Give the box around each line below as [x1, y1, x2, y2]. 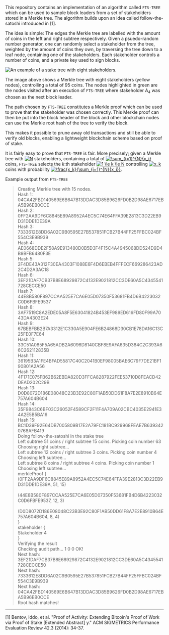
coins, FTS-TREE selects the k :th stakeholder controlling [5, 161, 148, 167]
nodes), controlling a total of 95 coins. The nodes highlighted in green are [5, 82, 158, 88]
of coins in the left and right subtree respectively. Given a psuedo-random [5, 35, 158, 41]
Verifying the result [17, 540, 57, 547]
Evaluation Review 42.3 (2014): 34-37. [5, 624, 84, 631]
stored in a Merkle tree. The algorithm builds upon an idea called [5, 15, 139, 21]
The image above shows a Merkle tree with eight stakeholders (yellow [5, 77, 150, 82]
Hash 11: [17, 352, 35, 358]
